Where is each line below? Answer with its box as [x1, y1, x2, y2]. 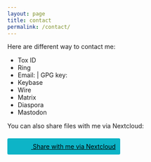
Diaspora [17, 101, 44, 109]
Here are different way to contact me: [7, 43, 116, 51]
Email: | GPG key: [17, 71, 68, 79]
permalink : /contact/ [7, 23, 71, 30]
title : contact [7, 17, 52, 24]
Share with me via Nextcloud [32, 142, 116, 151]
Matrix [17, 93, 37, 102]
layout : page [7, 10, 46, 18]
